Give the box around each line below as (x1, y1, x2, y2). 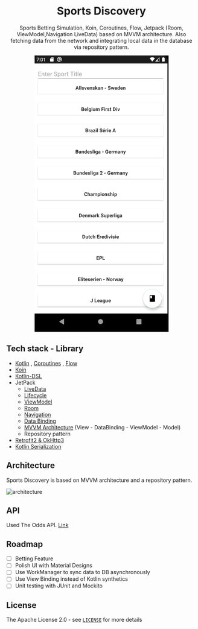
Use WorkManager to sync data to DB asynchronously (14, 569, 150, 576)
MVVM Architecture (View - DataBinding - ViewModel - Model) (24, 423, 181, 431)
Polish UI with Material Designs (14, 562, 92, 569)
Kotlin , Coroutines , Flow (14, 359, 77, 367)
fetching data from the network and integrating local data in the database (10, 37, 193, 44)
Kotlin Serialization (14, 443, 62, 450)
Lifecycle (24, 391, 47, 399)
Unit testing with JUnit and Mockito (14, 582, 103, 589)
